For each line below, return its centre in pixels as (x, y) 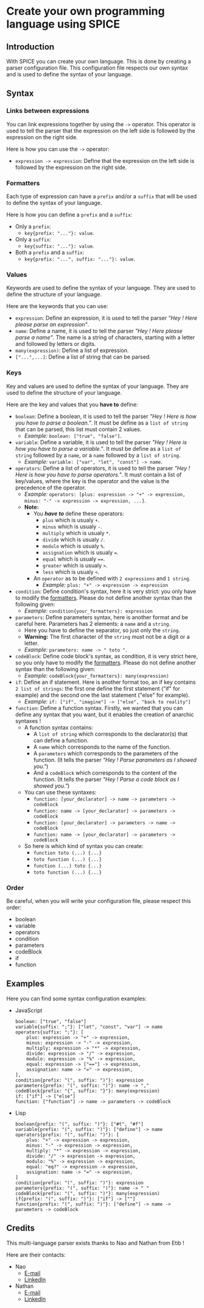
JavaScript (29, 1010)
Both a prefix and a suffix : (50, 252)
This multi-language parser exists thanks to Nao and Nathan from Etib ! (95, 1243)
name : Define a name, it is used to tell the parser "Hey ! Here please (99, 331)
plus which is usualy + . (71, 520)
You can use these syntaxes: (60, 792)
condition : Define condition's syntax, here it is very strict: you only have (106, 591)
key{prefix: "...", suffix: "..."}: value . (79, 259)
